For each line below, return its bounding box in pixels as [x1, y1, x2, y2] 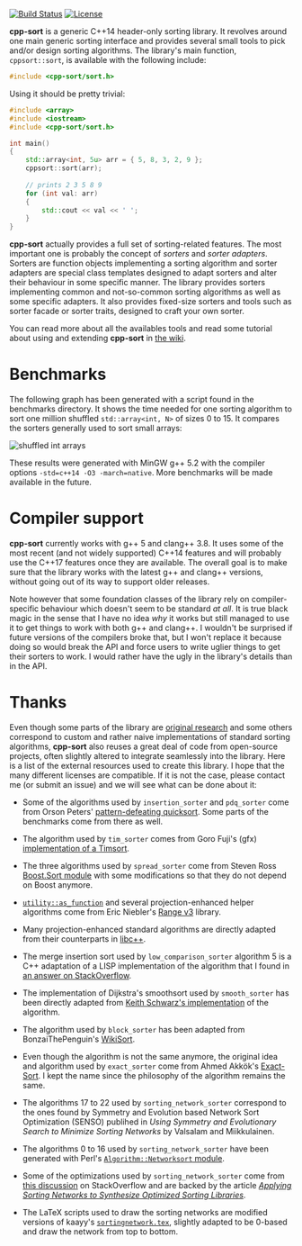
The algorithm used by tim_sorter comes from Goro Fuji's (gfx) [22, 833, 258, 844]
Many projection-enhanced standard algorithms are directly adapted [22, 924, 277, 934]
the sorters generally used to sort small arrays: [9, 423, 182, 434]
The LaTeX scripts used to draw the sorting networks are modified [22, 1206, 268, 1217]
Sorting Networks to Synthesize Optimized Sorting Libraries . [22, 1189, 246, 1200]
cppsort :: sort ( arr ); [25, 164, 102, 173]
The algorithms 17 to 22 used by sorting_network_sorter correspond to [22, 1097, 287, 1107]
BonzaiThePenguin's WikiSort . [22, 1034, 136, 1044]
